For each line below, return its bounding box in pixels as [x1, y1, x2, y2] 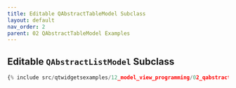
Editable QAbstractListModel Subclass [7, 55, 175, 67]
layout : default [7, 17, 55, 24]
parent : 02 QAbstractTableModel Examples [7, 29, 131, 37]
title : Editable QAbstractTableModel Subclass [7, 10, 146, 17]
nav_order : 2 [7, 23, 46, 30]
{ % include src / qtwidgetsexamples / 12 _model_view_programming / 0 [7, 74, 197, 81]
